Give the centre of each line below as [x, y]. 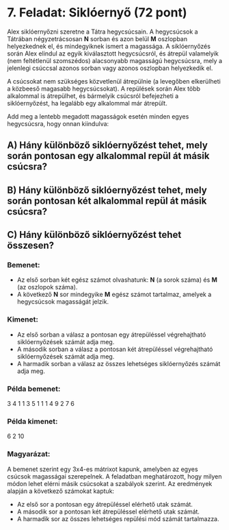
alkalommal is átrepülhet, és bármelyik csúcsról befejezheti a [93, 96]
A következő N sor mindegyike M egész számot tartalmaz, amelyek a [114, 294]
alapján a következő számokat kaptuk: [61, 491]
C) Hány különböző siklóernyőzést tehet [94, 235]
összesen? [31, 246]
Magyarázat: [29, 454]
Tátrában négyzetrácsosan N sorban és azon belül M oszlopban [97, 38]
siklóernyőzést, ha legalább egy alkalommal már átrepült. [87, 103]
